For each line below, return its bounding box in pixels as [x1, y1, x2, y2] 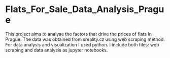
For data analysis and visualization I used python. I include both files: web [5, 41, 159, 47]
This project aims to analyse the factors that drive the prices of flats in [5, 31, 152, 37]
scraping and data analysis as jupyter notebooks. [5, 47, 108, 53]
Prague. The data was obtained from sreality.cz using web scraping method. [5, 36, 165, 42]
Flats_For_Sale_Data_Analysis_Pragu [5, 4, 164, 15]
